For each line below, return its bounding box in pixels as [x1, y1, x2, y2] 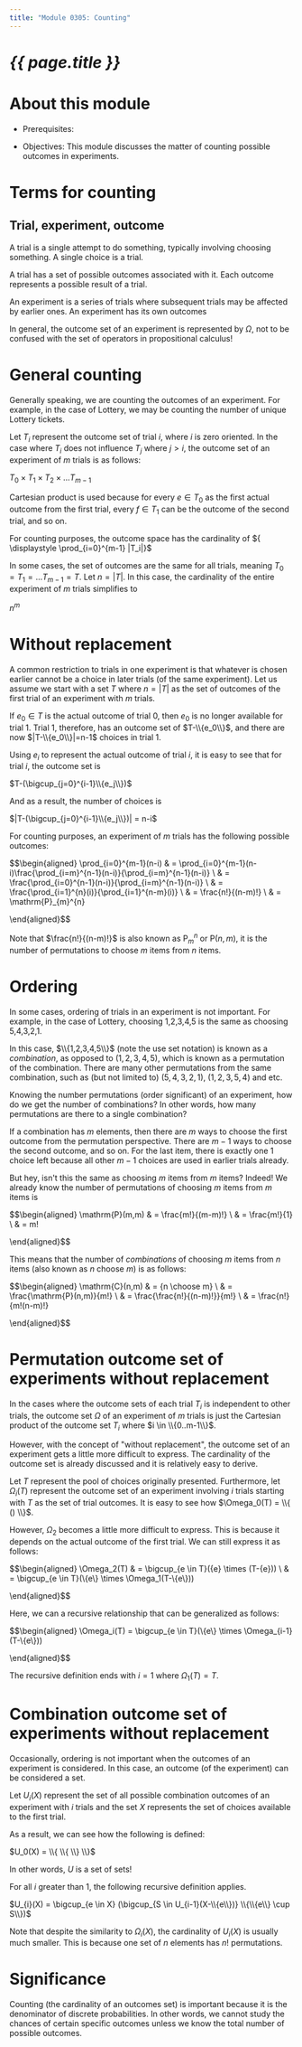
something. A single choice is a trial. [9, 251, 144, 262]
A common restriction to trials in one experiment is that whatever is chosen [9, 663, 288, 674]
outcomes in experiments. [22, 150, 120, 161]
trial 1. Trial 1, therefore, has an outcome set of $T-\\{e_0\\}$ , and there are [9, 722, 286, 733]
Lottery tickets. [9, 413, 66, 425]
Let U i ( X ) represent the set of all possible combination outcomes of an [9, 1789, 270, 1803]
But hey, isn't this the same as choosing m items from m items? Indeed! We [9, 1172, 288, 1183]
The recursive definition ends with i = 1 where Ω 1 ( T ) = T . [9, 1669, 219, 1683]
